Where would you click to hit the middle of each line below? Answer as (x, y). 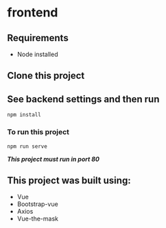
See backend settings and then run (83, 99)
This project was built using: (69, 180)
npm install (24, 115)
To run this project (38, 132)
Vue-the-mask (37, 219)
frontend (33, 13)
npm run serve (27, 146)
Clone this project (46, 76)
